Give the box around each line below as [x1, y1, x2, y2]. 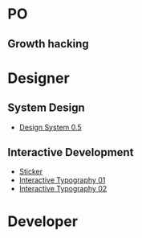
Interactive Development [7, 146, 134, 159]
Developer [7, 212, 78, 230]
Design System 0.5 [18, 122, 82, 132]
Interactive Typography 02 [18, 184, 108, 194]
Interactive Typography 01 [18, 175, 106, 185]
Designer [7, 69, 70, 87]
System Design [7, 101, 85, 115]
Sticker [18, 166, 43, 177]
